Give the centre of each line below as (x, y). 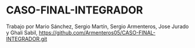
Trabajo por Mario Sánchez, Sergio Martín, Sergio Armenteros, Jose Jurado (97, 26)
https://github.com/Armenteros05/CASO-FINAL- (97, 32)
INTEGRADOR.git (27, 39)
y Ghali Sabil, (22, 32)
